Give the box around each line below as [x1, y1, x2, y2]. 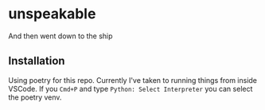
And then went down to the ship [8, 31, 113, 41]
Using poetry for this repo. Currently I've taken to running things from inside [8, 75, 257, 84]
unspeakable [8, 5, 96, 23]
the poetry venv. [8, 92, 62, 102]
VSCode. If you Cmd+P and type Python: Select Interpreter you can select [8, 84, 253, 93]
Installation [8, 54, 65, 68]
